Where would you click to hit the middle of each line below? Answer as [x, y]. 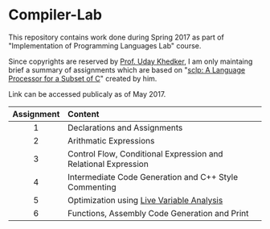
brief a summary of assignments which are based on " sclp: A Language [127, 69]
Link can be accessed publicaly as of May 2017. [87, 94]
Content [84, 114]
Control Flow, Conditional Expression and [145, 153]
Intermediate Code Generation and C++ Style [153, 177]
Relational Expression [108, 164]
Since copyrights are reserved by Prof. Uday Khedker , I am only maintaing [131, 61]
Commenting [92, 187]
